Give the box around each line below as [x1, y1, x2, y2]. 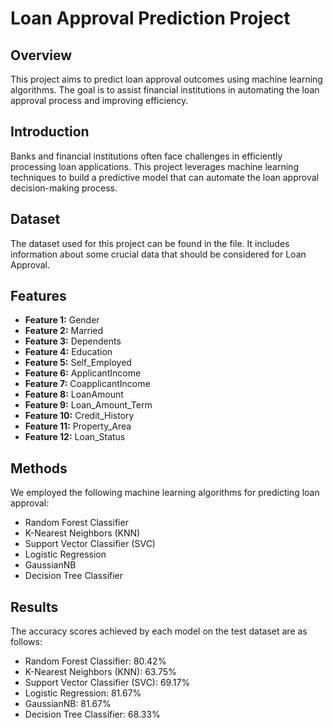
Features [10, 288, 67, 305]
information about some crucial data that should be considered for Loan [10, 248, 307, 260]
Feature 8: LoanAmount [24, 388, 124, 401]
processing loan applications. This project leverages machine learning [10, 160, 299, 172]
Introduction [10, 123, 90, 141]
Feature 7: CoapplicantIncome [24, 378, 151, 390]
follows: [10, 636, 43, 648]
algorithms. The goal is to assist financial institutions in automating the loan [10, 84, 320, 96]
